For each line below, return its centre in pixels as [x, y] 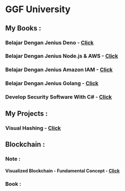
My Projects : [27, 114]
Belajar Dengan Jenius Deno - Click [50, 43]
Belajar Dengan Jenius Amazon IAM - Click [59, 70]
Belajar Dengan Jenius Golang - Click [52, 83]
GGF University [38, 9]
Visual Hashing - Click [33, 128]
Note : [13, 158]
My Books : [23, 28]
